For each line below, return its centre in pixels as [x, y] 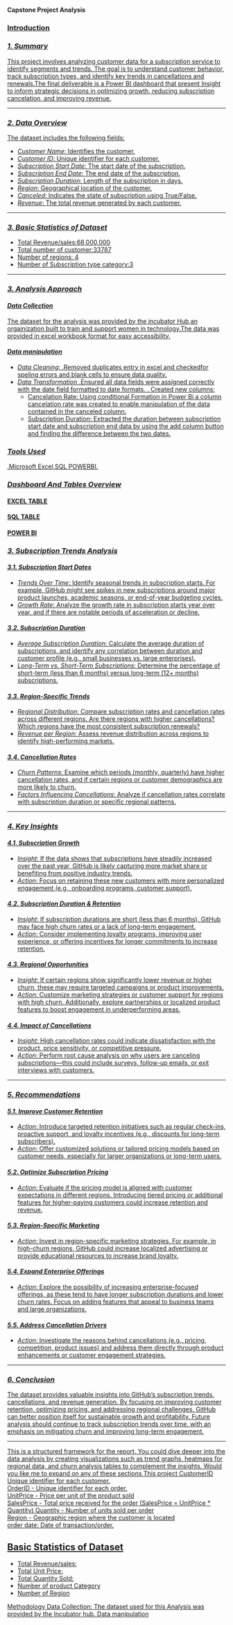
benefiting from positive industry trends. [75, 873]
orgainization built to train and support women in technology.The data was [113, 328]
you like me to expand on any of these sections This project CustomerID [110, 1474]
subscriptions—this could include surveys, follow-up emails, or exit [113, 1063]
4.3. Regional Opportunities [48, 964]
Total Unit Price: [40, 1571]
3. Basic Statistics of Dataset [57, 228]
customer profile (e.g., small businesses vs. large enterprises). [106, 658]
